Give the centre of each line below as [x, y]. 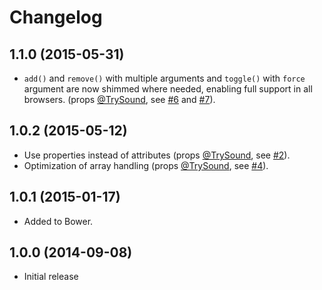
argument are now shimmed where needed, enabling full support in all [168, 89]
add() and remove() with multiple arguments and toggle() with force [164, 78]
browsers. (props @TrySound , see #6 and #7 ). [119, 99]
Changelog [56, 17]
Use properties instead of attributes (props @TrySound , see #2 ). [157, 155]
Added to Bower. [58, 221]
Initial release [51, 277]
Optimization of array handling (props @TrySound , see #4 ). [146, 165]
